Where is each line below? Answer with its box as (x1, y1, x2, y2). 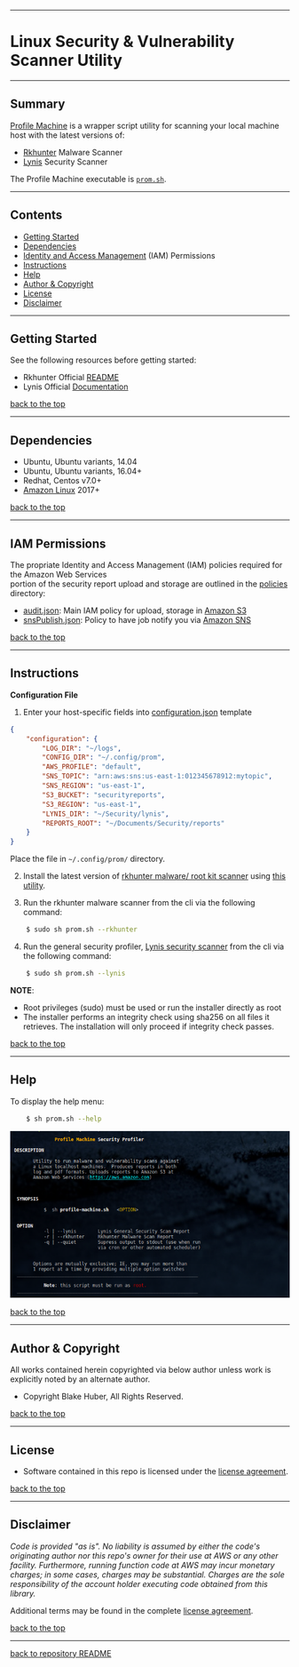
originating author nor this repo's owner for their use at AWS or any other (10, 1550, 279, 1560)
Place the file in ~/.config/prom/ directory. (10, 854, 166, 865)
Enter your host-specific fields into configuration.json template (22, 706, 252, 717)
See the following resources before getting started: (10, 355, 197, 365)
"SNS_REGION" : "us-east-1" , (42, 781, 146, 791)
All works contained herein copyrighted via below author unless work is (10, 1365, 271, 1376)
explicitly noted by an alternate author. (10, 1374, 151, 1384)
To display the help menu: (10, 1096, 105, 1106)
